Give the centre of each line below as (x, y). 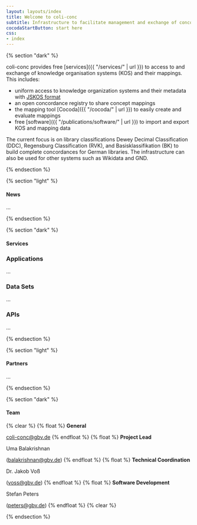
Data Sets (20, 287)
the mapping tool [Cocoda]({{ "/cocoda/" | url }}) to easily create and (98, 109)
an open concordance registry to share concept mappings (85, 103)
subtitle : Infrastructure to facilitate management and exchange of (91, 22)
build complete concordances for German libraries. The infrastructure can (95, 152)
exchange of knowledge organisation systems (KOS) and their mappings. (94, 73)
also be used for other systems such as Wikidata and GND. (77, 158)
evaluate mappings (38, 116)
